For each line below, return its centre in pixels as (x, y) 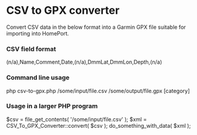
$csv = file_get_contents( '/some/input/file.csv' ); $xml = (77, 119)
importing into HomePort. (38, 33)
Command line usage (38, 77)
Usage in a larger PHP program (52, 106)
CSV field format (31, 49)
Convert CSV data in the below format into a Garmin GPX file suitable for (96, 27)
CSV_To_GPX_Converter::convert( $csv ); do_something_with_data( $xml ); (98, 125)
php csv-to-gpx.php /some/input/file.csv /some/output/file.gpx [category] (98, 91)
